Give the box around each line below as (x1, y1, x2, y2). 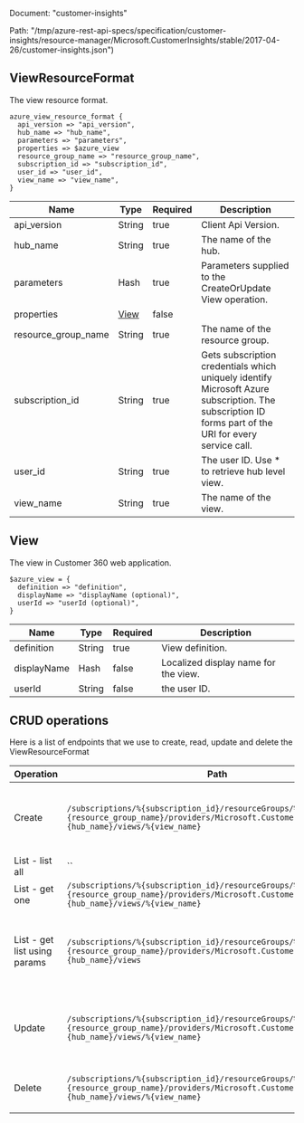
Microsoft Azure (200, 382, 270, 395)
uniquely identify (200, 371, 273, 384)
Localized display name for (161, 656, 276, 669)
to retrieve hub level (200, 465, 286, 478)
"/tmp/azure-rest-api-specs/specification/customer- (30, 25, 227, 35)
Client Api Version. (200, 218, 280, 231)
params (14, 956, 47, 969)
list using (14, 945, 52, 957)
